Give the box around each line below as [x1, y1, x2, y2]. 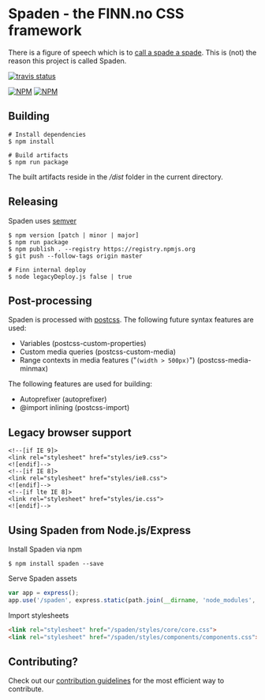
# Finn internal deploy [8, 265, 87, 273]
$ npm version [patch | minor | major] [8, 231, 140, 239]
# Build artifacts [8, 151, 69, 159]
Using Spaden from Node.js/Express [8, 523, 192, 537]
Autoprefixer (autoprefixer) [19, 394, 107, 404]
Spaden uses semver [8, 216, 77, 225]
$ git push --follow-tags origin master [8, 252, 144, 260]
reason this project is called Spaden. [8, 56, 127, 66]
